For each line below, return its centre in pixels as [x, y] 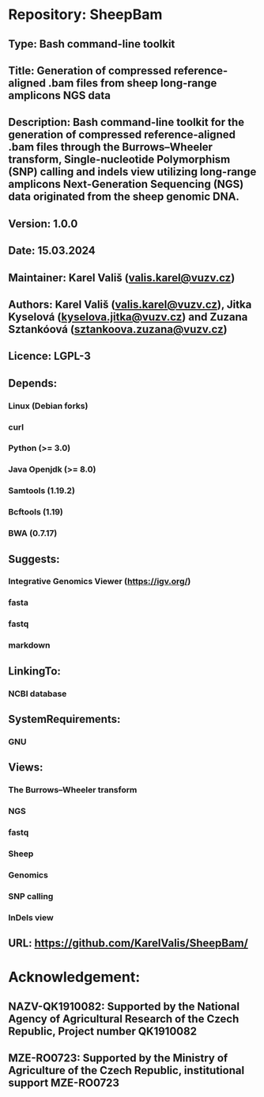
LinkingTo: [35, 671]
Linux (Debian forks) [48, 406]
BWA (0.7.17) [33, 533]
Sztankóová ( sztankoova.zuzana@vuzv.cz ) [118, 329]
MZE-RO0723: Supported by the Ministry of [118, 1059]
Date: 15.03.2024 [52, 251]
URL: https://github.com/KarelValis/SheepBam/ [128, 944]
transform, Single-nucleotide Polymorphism [119, 160]
